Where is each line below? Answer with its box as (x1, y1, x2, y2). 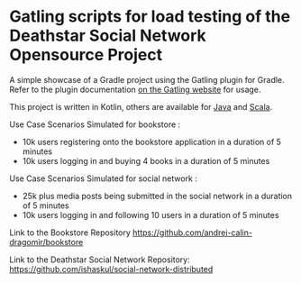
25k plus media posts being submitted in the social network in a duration (22, 190, 293, 201)
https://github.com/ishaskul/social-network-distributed (9, 263, 214, 274)
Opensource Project (9, 45, 163, 65)
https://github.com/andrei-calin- (132, 227, 252, 238)
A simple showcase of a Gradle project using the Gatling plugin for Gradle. (9, 74, 286, 85)
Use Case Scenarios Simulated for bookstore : (9, 119, 181, 130)
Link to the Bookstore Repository (9, 227, 131, 238)
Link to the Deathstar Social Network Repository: (9, 254, 191, 265)
